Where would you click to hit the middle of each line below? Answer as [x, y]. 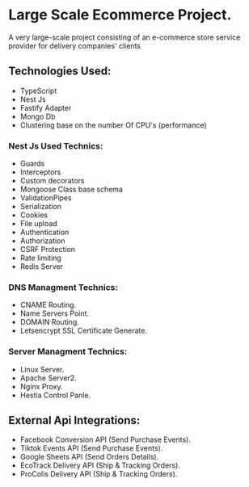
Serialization [41, 207]
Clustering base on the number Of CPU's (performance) [114, 125]
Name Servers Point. [55, 313]
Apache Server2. [48, 378]
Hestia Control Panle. [55, 395]
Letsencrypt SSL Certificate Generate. [84, 331]
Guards [32, 164]
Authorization [43, 241]
